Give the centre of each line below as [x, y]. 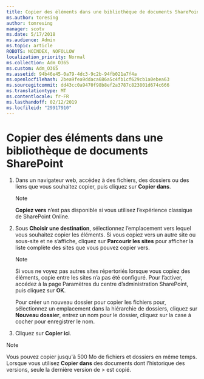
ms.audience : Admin [31, 40]
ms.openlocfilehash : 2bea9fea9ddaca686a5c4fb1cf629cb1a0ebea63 [88, 79]
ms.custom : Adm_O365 [32, 68]
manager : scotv [25, 29]
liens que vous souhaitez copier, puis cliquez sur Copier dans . [93, 187]
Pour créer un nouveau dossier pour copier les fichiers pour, [90, 302]
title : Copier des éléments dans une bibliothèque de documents [89, 12]
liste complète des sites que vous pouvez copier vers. [82, 248]
